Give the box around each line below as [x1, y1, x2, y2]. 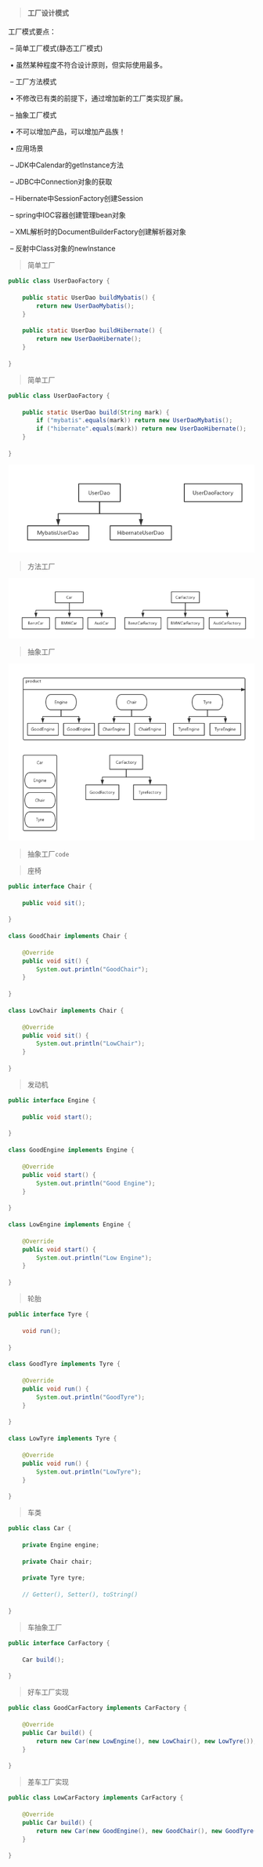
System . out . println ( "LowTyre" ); [36, 1467, 142, 1476]
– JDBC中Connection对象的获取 [9, 177, 113, 187]
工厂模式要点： [8, 27, 56, 36]
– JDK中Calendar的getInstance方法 [9, 160, 124, 170]
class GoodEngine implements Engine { [8, 1146, 135, 1154]
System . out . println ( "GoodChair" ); [36, 965, 149, 974]
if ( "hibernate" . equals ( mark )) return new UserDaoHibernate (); [36, 425, 247, 433]
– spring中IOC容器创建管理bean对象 [9, 210, 127, 220]
